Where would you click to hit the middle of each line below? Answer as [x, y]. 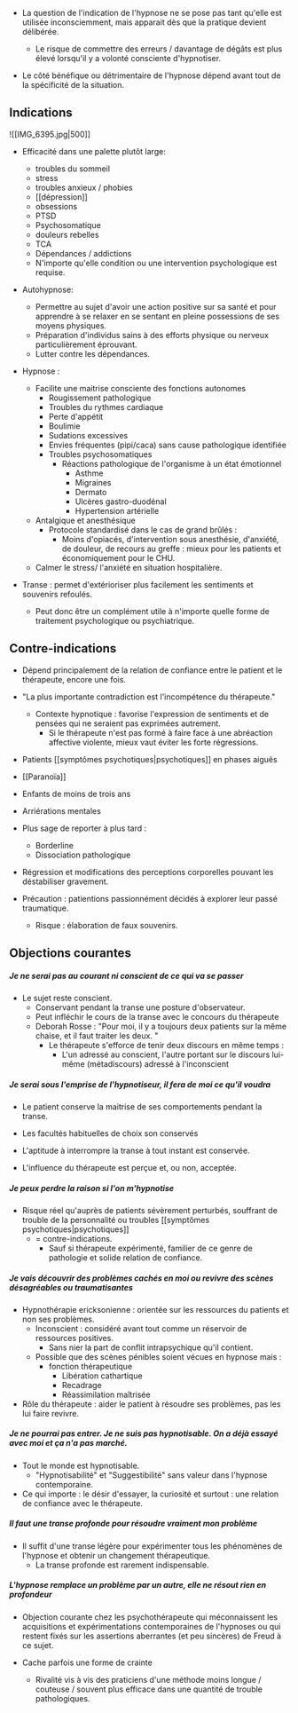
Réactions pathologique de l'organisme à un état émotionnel [172, 463]
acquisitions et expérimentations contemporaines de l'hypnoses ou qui [151, 1626]
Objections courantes [70, 953]
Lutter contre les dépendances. [93, 353]
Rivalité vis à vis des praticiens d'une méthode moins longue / [148, 1679]
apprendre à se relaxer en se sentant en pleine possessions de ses [157, 316]
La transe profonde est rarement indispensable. [122, 1565]
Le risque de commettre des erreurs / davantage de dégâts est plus [159, 49]
